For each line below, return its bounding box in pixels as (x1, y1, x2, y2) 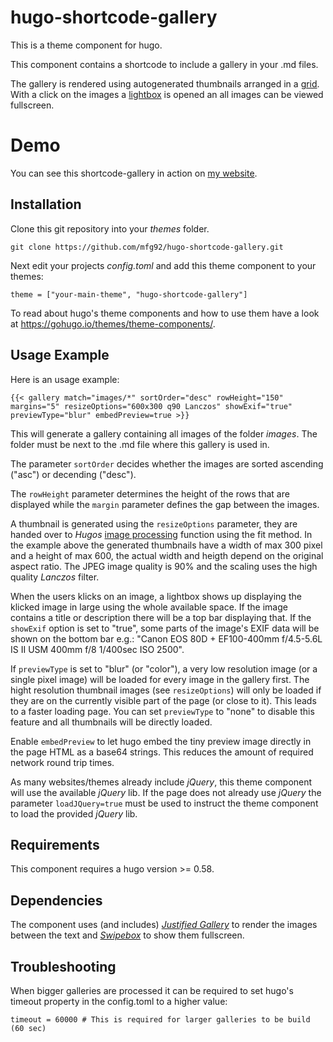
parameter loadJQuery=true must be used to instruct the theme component (10, 797, 319, 809)
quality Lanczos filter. (10, 571, 100, 583)
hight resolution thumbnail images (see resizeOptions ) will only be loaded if (10, 684, 322, 696)
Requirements (10, 836, 100, 853)
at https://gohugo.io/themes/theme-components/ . (10, 317, 216, 330)
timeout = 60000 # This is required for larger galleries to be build (10, 1014, 311, 1025)
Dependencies (10, 892, 103, 909)
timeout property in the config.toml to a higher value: (10, 995, 228, 1007)
